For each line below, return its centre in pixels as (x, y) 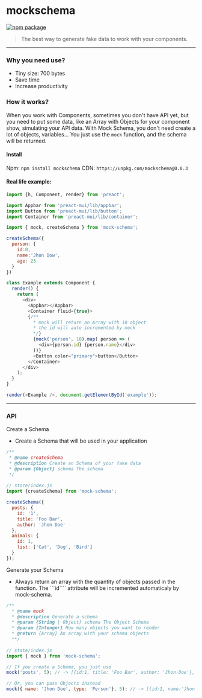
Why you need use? (36, 60)
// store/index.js (29, 486)
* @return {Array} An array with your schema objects (80, 634)
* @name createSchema (36, 458)
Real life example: (29, 182)
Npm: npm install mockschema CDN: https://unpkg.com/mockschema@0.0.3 (97, 168)
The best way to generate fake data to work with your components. (104, 39)
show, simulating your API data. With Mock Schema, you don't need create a (101, 128)
